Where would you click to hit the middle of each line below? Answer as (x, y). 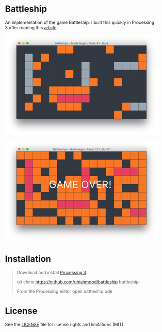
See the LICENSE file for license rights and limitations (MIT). (65, 324)
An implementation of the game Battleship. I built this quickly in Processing (80, 22)
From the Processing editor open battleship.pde (65, 291)
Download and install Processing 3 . (52, 272)
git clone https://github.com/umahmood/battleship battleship (78, 282)
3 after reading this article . (32, 27)
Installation (28, 259)
